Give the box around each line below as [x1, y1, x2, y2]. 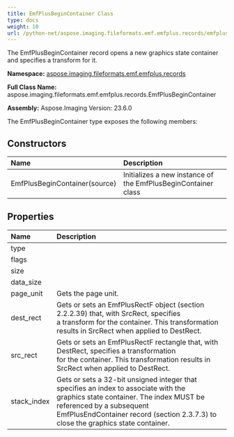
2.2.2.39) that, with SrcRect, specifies [56, 308, 181, 318]
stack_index [10, 396, 50, 406]
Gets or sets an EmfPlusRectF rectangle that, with [56, 337, 219, 347]
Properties [7, 211, 54, 223]
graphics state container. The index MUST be [56, 392, 205, 402]
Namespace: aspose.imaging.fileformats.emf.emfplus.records [7, 70, 186, 78]
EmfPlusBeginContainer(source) [10, 179, 117, 189]
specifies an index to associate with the [56, 383, 186, 393]
